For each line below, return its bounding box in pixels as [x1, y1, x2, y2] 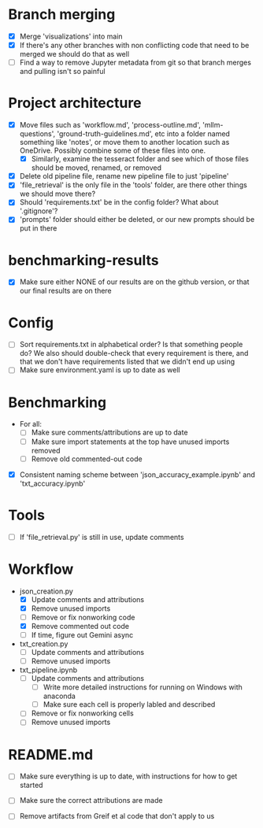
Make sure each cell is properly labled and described [43, 700, 216, 709]
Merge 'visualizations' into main [19, 31, 124, 41]
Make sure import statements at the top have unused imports [31, 437, 230, 446]
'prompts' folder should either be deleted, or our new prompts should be [19, 215, 255, 224]
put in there [19, 224, 57, 233]
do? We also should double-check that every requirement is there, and [19, 349, 249, 358]
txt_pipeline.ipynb [19, 665, 78, 675]
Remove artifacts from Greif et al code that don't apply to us [19, 811, 215, 821]
